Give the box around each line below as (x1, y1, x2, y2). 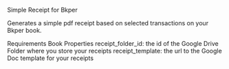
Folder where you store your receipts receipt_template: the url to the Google (7, 47, 222, 55)
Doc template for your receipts (7, 54, 94, 62)
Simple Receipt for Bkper (7, 6, 78, 14)
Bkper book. (7, 27, 42, 34)
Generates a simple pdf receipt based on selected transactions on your (7, 19, 208, 27)
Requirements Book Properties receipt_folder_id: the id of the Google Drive (7, 40, 219, 47)
